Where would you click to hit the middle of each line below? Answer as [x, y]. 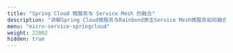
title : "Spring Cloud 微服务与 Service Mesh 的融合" [81, 13]
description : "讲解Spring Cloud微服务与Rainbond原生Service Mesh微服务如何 [112, 20]
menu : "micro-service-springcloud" [59, 26]
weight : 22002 [28, 33]
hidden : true [26, 39]
